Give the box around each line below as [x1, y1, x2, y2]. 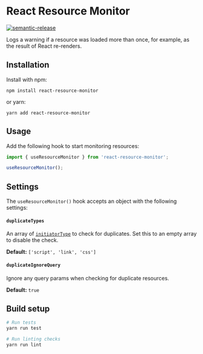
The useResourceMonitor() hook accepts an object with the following [6, 198, 177, 205]
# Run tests [6, 320, 36, 326]
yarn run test [6, 325, 42, 332]
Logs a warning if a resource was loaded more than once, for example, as [6, 36, 190, 43]
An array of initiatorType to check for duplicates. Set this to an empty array [6, 230, 197, 237]
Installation [6, 60, 50, 70]
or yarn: [6, 98, 26, 105]
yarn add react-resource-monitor [6, 110, 91, 116]
